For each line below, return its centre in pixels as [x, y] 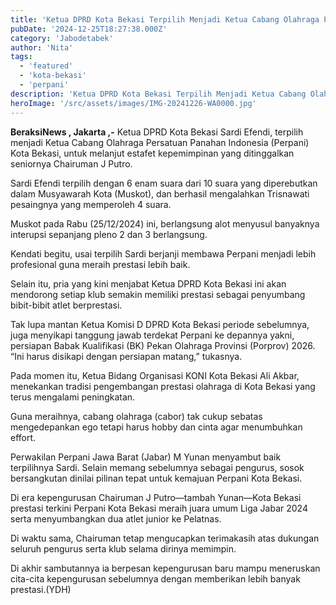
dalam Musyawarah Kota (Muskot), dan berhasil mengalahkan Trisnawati [160, 193]
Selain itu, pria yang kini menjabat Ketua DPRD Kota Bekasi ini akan [148, 283]
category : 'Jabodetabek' [62, 38]
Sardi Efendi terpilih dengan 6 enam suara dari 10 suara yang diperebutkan [164, 183]
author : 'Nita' [42, 47]
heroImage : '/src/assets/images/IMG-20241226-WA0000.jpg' [133, 103]
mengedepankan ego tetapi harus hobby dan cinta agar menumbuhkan [156, 427]
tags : [21, 57]
